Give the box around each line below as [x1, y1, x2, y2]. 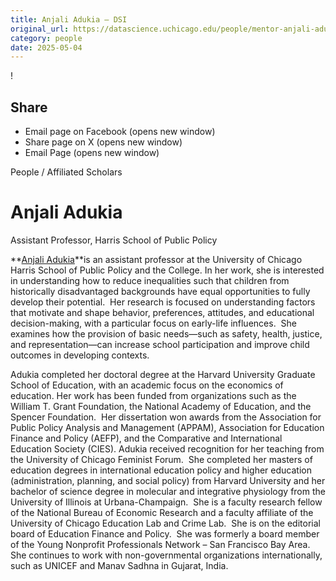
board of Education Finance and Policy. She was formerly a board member [10, 528, 320, 540]
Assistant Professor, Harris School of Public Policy [10, 234, 218, 246]
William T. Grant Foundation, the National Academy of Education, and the [10, 401, 312, 412]
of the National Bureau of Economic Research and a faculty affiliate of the [10, 507, 314, 518]
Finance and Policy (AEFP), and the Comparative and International [10, 432, 283, 444]
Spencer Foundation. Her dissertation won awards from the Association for [10, 411, 322, 423]
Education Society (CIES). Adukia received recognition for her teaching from [10, 443, 325, 455]
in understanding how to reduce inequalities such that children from [10, 275, 290, 286]
